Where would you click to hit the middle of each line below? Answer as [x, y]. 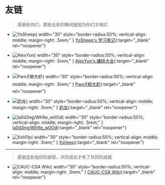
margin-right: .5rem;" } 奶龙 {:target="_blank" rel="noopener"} [75, 107]
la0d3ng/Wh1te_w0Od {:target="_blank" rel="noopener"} [69, 127]
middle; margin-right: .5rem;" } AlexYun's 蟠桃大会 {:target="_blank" [80, 61]
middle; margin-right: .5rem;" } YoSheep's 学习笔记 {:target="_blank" [81, 40]
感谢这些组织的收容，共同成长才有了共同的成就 [64, 157]
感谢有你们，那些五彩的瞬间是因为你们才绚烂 [62, 24]
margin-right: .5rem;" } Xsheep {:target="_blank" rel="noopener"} [78, 142]
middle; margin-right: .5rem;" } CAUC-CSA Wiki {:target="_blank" [90, 172]
